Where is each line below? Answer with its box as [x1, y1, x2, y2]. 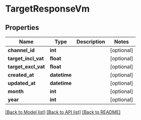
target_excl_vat [8, 63, 45, 70]
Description [76, 38, 105, 45]
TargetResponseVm [5, 3, 90, 15]
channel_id [8, 47, 35, 54]
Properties [5, 23, 39, 32]
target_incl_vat [8, 55, 44, 62]
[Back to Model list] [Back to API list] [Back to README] [5, 109, 121, 115]
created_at [8, 71, 34, 78]
